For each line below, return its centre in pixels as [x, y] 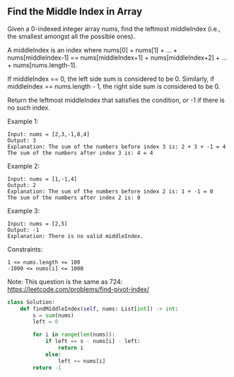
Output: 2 [22, 185]
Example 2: [24, 166]
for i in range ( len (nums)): [74, 335]
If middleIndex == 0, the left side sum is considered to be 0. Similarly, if [111, 79]
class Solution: [31, 302]
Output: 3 [22, 140]
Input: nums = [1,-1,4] [42, 179]
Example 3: [24, 210]
